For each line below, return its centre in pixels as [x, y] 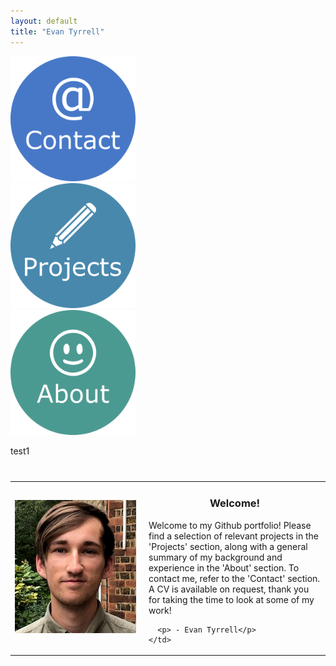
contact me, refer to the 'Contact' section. [234, 578]
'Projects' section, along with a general [228, 546]
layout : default [44, 21]
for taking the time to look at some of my [231, 599]
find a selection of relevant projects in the [233, 536]
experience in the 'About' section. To [224, 567]
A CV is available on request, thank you [229, 589]
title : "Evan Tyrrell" [57, 31]
